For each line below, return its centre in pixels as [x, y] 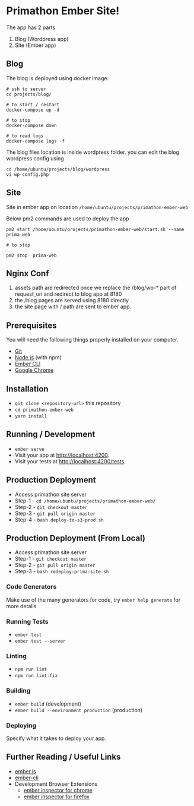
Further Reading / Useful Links [63, 757]
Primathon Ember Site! [63, 11]
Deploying [21, 725]
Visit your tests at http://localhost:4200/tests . [70, 461]
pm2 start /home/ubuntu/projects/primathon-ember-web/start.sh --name [95, 229]
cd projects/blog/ [29, 94]
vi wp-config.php [28, 174]
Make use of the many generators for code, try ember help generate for [93, 600]
